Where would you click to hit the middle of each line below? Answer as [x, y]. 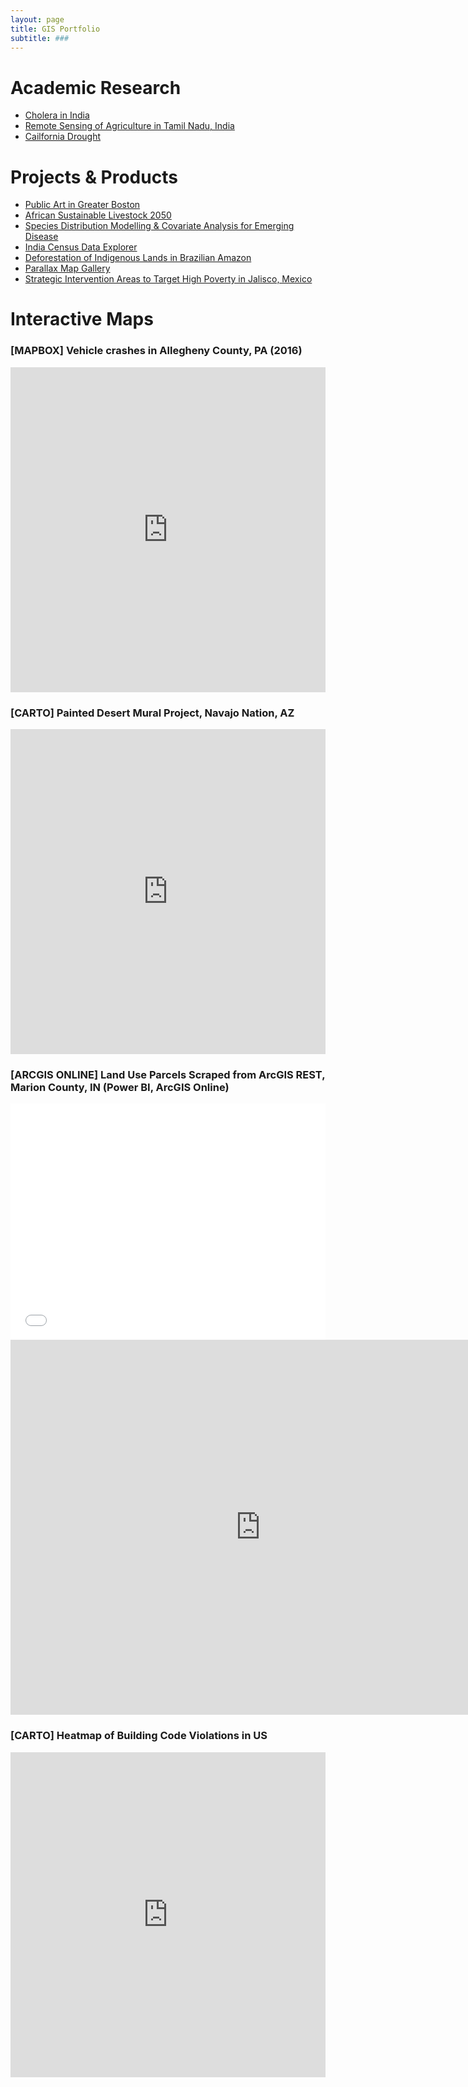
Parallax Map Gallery [67, 268]
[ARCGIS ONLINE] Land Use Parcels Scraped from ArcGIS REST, [168, 1074]
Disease [41, 237]
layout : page [37, 19]
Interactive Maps [82, 319]
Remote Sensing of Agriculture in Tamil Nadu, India [129, 126]
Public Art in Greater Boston [82, 205]
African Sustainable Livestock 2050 [98, 215]
